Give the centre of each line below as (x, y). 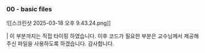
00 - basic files (29, 9)
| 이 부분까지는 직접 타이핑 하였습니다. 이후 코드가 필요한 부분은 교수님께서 (95, 36)
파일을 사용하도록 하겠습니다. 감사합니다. (66, 44)
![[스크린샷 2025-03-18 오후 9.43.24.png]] (59, 23)
